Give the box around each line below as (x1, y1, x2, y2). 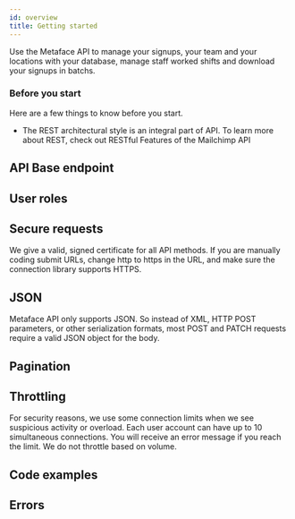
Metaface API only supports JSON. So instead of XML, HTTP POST (9, 314, 257, 325)
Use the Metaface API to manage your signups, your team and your (9, 46, 257, 56)
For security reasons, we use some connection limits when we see (9, 413, 255, 423)
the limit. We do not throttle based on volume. (9, 441, 177, 452)
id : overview (9, 13, 58, 22)
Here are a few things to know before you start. (9, 107, 183, 118)
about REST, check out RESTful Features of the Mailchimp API (21, 134, 251, 145)
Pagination (9, 359, 72, 374)
